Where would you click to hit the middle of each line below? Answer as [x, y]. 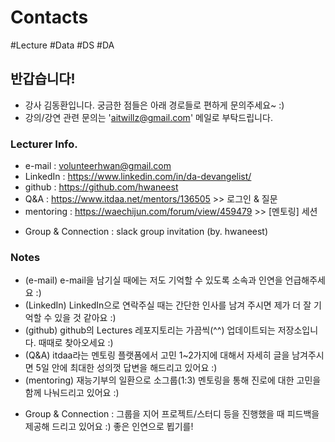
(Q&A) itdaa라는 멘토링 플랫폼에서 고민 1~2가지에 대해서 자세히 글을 [157, 355]
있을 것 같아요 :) [85, 318]
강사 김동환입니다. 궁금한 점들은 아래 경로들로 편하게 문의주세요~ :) [154, 105]
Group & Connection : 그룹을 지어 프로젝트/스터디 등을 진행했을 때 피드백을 [172, 414]
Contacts [49, 17]
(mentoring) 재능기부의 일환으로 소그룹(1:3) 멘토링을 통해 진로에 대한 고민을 [173, 380]
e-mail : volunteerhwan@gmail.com [98, 166]
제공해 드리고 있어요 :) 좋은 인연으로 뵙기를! [109, 427]
